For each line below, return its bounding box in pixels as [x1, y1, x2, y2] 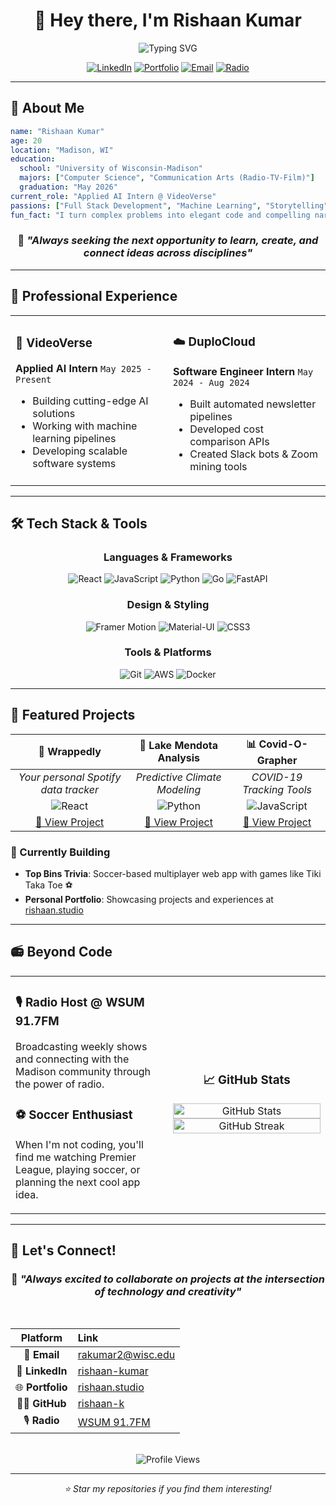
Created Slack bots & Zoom [189, 447, 319, 461]
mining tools [189, 459, 248, 473]
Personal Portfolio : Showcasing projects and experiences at [24, 893, 274, 905]
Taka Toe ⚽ [24, 879, 73, 891]
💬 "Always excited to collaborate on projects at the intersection [11, 1272, 325, 1286]
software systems [32, 457, 117, 471]
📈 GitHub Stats [203, 1072, 291, 1088]
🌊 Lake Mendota [139, 739, 218, 753]
